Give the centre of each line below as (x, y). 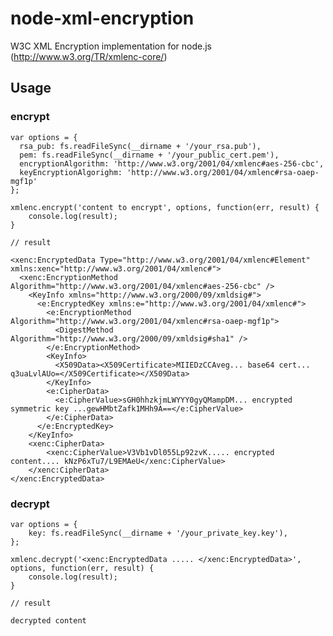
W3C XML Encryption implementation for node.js (111, 46)
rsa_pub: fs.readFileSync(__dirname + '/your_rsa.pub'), (140, 146)
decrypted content (48, 620)
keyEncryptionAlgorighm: (71, 172)
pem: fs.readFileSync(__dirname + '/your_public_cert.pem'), (149, 155)
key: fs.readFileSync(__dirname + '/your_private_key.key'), (158, 533)
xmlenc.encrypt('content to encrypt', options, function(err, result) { (165, 207)
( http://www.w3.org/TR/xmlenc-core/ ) (89, 56)
